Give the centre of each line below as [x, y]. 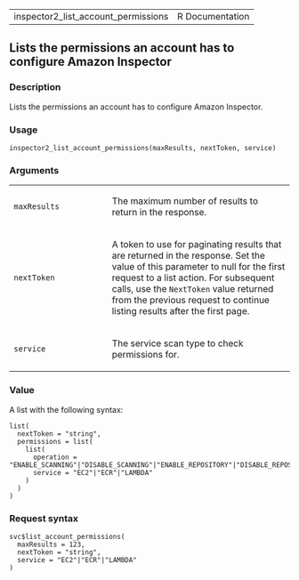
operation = [55, 457]
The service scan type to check [178, 343]
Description [35, 87]
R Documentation [214, 16]
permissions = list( [55, 441]
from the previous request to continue [190, 300]
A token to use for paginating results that [197, 245]
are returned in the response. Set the [188, 255]
